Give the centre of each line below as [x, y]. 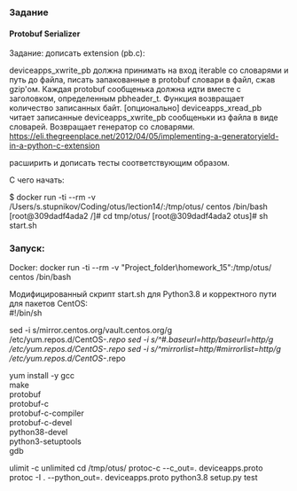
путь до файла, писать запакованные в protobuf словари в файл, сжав [142, 80]
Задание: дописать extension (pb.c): [77, 53]
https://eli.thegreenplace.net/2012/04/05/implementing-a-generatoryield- [144, 136]
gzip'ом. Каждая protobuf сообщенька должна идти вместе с [125, 90]
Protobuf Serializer [45, 34]
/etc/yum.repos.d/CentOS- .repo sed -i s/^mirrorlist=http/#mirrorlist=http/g [145, 349]
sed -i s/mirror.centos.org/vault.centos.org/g [91, 331]
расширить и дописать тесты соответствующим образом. [120, 163]
